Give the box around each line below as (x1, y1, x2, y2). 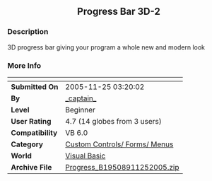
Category (11, 139, 44, 149)
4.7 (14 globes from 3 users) (65, 116, 163, 126)
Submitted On (11, 81, 59, 91)
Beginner (65, 105, 95, 115)
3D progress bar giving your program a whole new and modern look (7, 42, 205, 52)
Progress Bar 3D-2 (77, 6, 160, 18)
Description (7, 27, 49, 37)
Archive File (11, 162, 52, 172)
